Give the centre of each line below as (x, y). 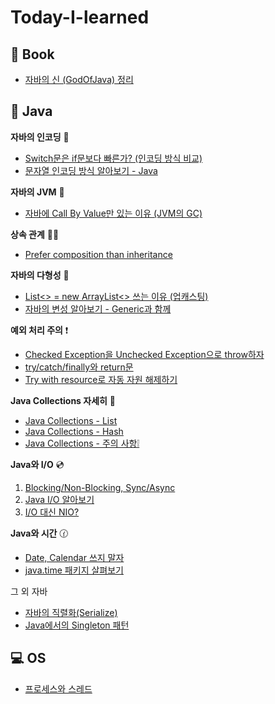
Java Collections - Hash (74, 431)
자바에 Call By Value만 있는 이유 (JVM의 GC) (113, 213)
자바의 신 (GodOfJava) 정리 (79, 79)
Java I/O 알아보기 (59, 499)
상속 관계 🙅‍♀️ (35, 234)
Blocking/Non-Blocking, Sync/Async (100, 487)
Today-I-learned (80, 17)
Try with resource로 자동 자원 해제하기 (101, 379)
